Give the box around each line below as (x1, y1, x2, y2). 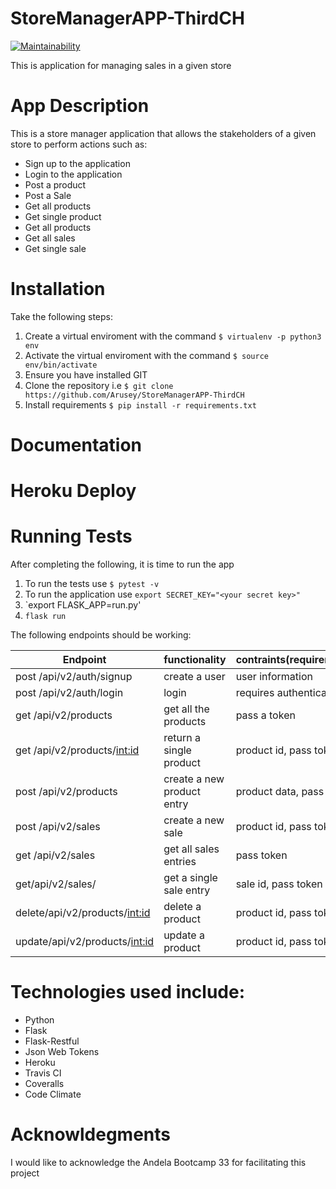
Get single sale (24, 242, 87, 254)
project (10, 1167, 40, 1179)
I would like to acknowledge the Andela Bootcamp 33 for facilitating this (10, 1157, 307, 1168)
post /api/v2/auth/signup (15, 670, 133, 684)
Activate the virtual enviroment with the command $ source (24, 349, 269, 361)
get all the (163, 702, 210, 716)
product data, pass (235, 785, 325, 799)
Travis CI (24, 1067, 62, 1079)
